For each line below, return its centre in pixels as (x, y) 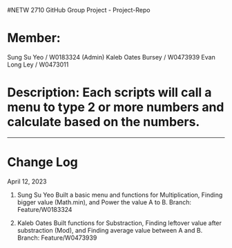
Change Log (42, 162)
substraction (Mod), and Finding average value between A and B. (110, 230)
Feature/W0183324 (45, 209)
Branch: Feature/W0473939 (57, 238)
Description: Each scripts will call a (109, 92)
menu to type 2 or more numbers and (116, 107)
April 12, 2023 (27, 181)
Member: (34, 38)
